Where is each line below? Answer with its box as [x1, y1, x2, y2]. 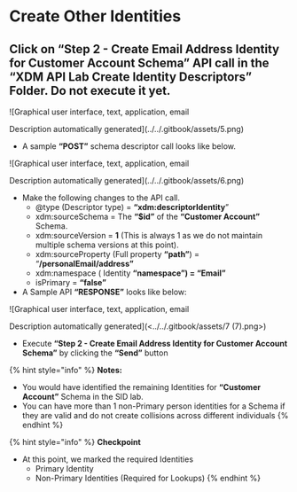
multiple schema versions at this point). [35, 239, 179, 250]
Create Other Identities [9, 6, 182, 27]
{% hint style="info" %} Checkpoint [9, 437, 142, 447]
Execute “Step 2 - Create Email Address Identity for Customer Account [21, 339, 288, 348]
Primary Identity [35, 464, 95, 473]
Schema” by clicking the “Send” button [21, 348, 168, 358]
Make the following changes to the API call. [21, 192, 180, 203]
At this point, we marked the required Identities [21, 454, 193, 465]
